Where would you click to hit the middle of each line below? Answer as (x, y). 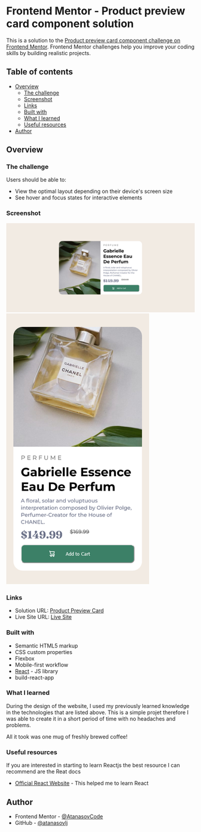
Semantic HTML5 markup (46, 646)
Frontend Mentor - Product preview (96, 11)
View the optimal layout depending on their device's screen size (94, 191)
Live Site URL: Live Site (43, 617)
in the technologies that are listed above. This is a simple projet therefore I (98, 712)
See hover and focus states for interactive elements (78, 198)
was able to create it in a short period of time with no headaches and (91, 718)
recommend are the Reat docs (43, 772)
